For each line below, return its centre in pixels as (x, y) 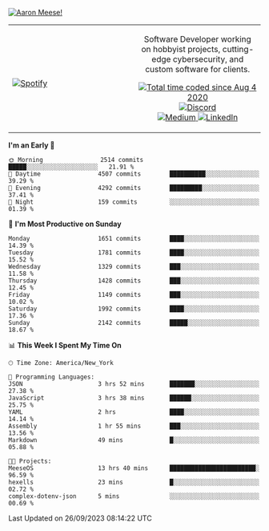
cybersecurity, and (208, 59)
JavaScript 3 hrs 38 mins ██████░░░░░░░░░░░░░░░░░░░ (134, 398)
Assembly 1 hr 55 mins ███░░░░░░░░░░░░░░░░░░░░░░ (134, 426)
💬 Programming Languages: (51, 377)
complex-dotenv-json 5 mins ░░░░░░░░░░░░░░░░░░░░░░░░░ (134, 497)
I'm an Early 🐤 (32, 145)
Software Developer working (198, 39)
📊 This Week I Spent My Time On (65, 345)
